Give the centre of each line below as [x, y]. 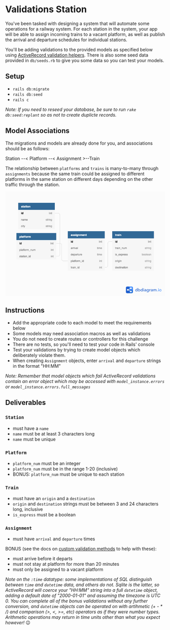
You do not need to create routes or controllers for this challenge [80, 339]
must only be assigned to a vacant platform [58, 569]
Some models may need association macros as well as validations [81, 333]
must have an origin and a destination [54, 499]
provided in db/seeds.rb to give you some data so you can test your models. [85, 60]
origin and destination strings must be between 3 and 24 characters [86, 504]
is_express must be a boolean [44, 515]
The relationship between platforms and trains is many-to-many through [82, 168]
